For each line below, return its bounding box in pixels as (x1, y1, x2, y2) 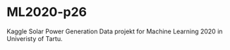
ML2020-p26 (6, 4, 87, 20)
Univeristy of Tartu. (6, 34, 63, 42)
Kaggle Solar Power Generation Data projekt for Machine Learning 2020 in (6, 27, 223, 35)
